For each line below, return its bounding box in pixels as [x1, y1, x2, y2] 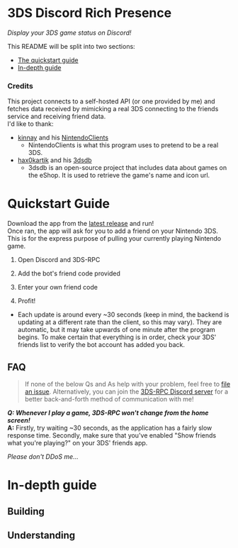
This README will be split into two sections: [7, 42, 136, 50]
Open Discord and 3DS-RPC [17, 256, 101, 264]
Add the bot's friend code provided [17, 269, 120, 278]
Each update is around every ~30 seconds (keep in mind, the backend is [17, 310, 229, 319]
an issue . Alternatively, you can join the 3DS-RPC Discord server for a [24, 387, 229, 396]
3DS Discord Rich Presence [7, 5, 172, 21]
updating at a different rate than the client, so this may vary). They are [17, 318, 222, 326]
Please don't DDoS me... [7, 452, 79, 461]
